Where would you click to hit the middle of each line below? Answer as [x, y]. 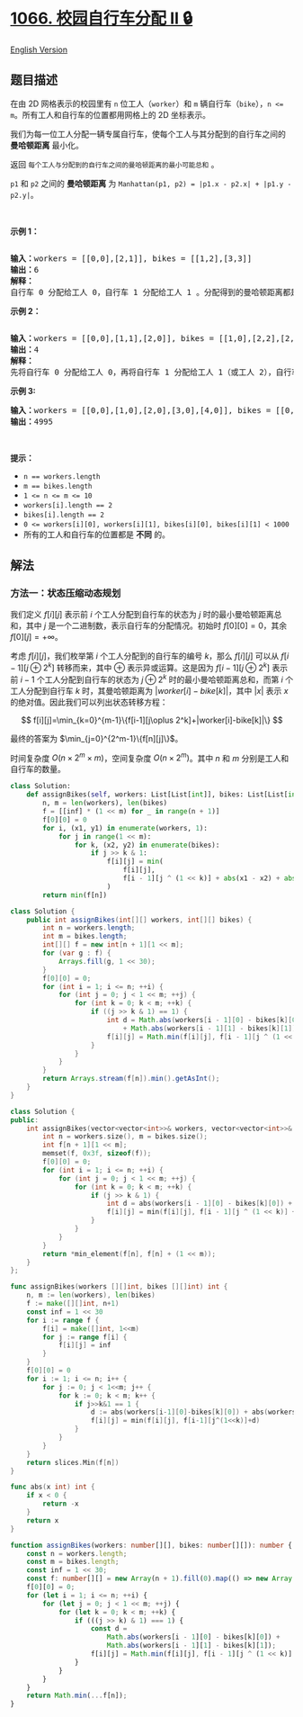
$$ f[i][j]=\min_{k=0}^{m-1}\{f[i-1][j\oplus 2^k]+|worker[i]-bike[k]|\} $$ [152, 720]
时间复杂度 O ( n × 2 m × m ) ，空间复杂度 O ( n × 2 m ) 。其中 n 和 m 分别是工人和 [150, 757]
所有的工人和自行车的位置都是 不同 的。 [96, 534]
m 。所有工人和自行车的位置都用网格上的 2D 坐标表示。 [110, 114]
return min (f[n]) [75, 895]
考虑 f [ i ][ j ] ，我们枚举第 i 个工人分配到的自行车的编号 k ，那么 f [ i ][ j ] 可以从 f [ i [150, 656]
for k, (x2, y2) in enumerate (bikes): [147, 845]
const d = [109, 1629]
